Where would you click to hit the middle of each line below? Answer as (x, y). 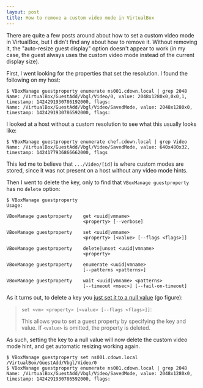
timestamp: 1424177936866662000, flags (57, 152)
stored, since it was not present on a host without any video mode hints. (97, 170)
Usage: (15, 205)
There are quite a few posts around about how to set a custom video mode (100, 35)
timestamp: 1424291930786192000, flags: (59, 102)
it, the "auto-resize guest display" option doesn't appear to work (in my (96, 48)
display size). (23, 61)
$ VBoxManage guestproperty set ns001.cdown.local (72, 357)
